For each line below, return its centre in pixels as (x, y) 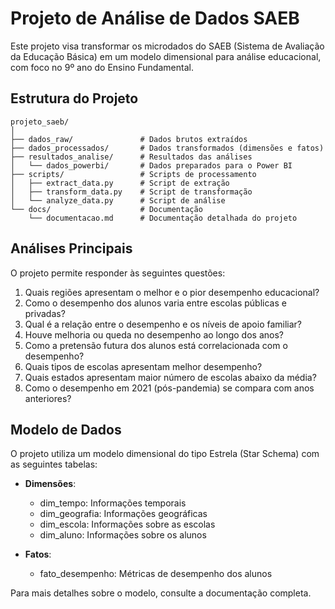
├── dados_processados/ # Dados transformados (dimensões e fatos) (167, 148)
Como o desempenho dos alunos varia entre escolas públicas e (155, 303)
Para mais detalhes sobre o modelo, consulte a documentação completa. (161, 593)
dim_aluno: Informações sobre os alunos (123, 535)
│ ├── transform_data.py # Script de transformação (131, 192)
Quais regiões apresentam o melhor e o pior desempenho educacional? (172, 292)
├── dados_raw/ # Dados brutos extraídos (129, 139)
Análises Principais (71, 248)
